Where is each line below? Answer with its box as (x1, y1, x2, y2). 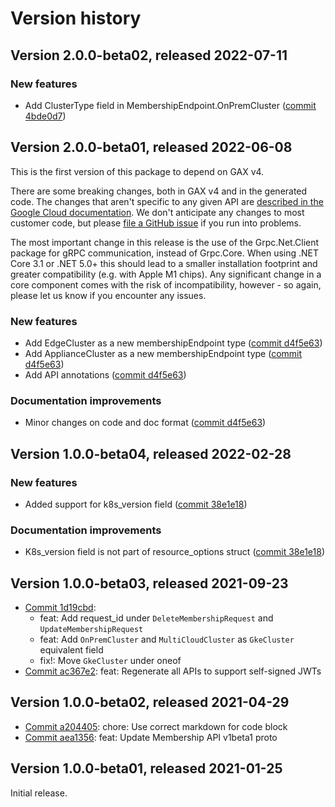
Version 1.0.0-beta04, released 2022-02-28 (10, 445, 292, 462)
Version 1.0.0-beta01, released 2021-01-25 (10, 760, 283, 777)
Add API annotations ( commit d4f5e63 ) (24, 368, 187, 381)
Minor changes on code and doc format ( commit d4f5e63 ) (24, 417, 267, 429)
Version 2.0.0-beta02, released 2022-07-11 (10, 47, 288, 64)
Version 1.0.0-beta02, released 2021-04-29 (10, 694, 290, 711)
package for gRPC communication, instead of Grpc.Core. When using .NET (10, 247, 320, 259)
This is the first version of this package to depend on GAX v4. (10, 165, 265, 177)
